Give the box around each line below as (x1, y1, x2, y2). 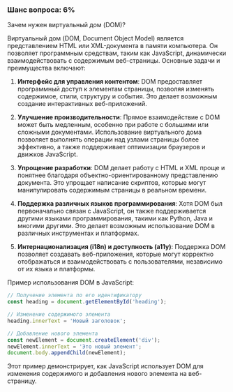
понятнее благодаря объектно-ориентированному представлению (17, 171, 218, 179)
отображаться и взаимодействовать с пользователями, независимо (17, 257, 223, 266)
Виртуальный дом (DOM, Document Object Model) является (7, 34, 184, 43)
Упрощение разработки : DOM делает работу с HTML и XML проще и (17, 164, 225, 172)
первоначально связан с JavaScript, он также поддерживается (17, 207, 206, 216)
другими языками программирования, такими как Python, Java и (17, 214, 213, 223)
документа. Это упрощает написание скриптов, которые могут (17, 179, 206, 187)
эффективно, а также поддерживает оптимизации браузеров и (17, 143, 206, 151)
